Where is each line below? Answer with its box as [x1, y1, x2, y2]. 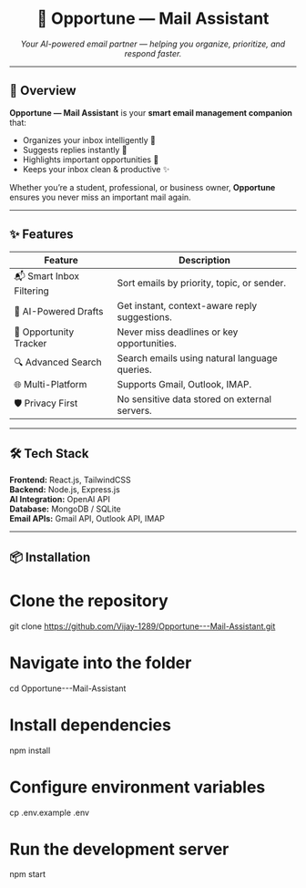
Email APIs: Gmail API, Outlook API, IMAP [9, 513, 166, 524]
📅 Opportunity [14, 325, 75, 338]
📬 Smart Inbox [14, 269, 80, 282]
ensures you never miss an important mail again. [9, 191, 191, 202]
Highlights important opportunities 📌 [22, 154, 159, 165]
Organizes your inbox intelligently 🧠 [22, 134, 157, 145]
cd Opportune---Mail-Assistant [9, 683, 127, 694]
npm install [9, 745, 51, 756]
